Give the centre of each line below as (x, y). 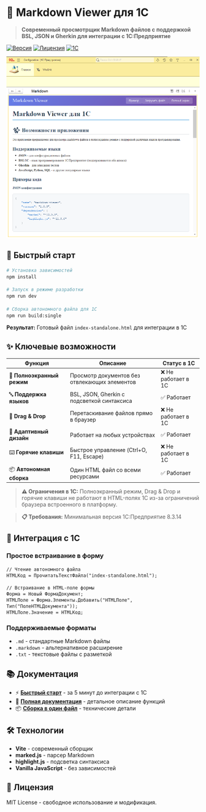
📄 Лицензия (30, 788)
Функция (36, 363)
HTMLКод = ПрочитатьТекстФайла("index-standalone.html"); (82, 576)
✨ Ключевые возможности (61, 347)
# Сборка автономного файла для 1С (52, 310)
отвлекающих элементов (103, 382)
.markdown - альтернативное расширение (69, 648)
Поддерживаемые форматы (51, 628)
